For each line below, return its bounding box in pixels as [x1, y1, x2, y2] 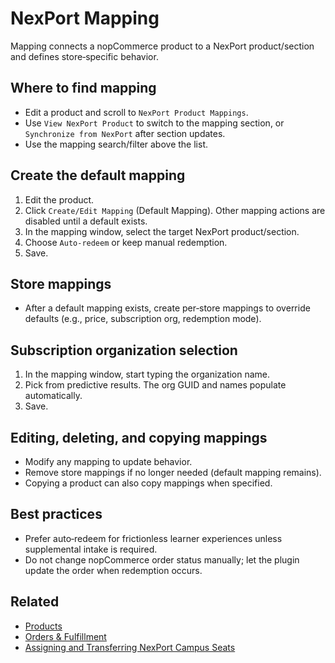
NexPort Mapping [10, 7, 160, 30]
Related [10, 593, 60, 611]
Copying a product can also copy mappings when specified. [24, 477, 273, 489]
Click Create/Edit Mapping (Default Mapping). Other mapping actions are [24, 204, 326, 216]
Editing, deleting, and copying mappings [10, 429, 268, 446]
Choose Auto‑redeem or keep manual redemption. [24, 236, 228, 248]
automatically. [24, 390, 83, 402]
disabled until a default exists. [24, 215, 148, 227]
